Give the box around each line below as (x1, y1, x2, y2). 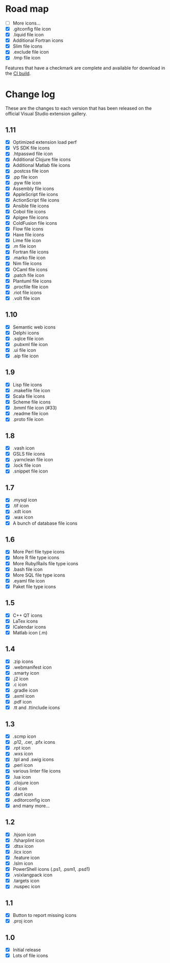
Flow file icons (12, 226, 44, 232)
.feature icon (12, 854, 40, 861)
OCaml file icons (12, 266, 48, 272)
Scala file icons (12, 393, 45, 399)
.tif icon (12, 503, 29, 509)
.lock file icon (12, 462, 41, 468)
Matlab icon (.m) (12, 629, 48, 635)
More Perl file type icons (12, 549, 65, 555)
